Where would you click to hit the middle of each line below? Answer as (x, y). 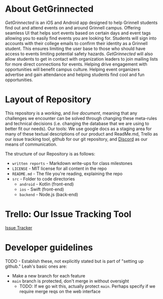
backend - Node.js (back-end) (49, 194)
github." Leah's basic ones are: (36, 266)
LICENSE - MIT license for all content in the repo (59, 168)
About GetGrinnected (49, 9)
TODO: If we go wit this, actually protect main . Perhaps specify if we (87, 286)
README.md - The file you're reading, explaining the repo (67, 173)
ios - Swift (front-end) (42, 189)
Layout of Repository (48, 100)
